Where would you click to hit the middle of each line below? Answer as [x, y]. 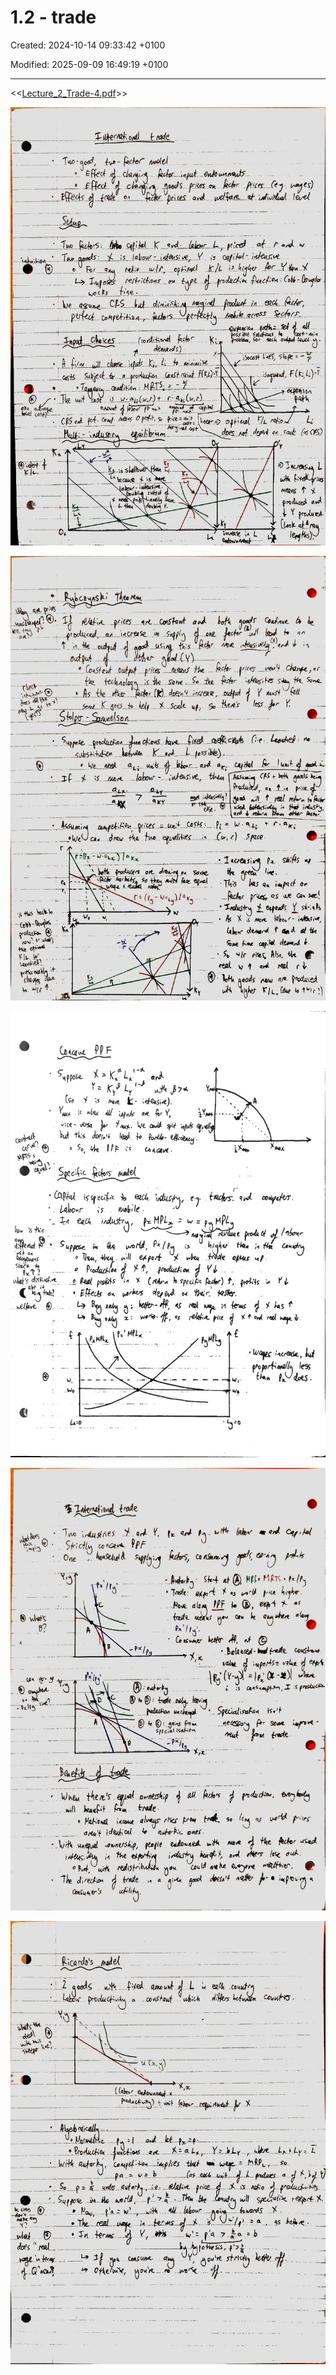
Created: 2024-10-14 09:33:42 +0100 [88, 45]
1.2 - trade [53, 17]
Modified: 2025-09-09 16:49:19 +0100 [89, 64]
